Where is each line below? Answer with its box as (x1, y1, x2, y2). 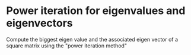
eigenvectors (6, 16, 73, 30)
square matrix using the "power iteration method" (6, 42, 128, 49)
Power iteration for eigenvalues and (6, 4, 186, 18)
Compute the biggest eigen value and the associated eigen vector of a (6, 36, 179, 43)
